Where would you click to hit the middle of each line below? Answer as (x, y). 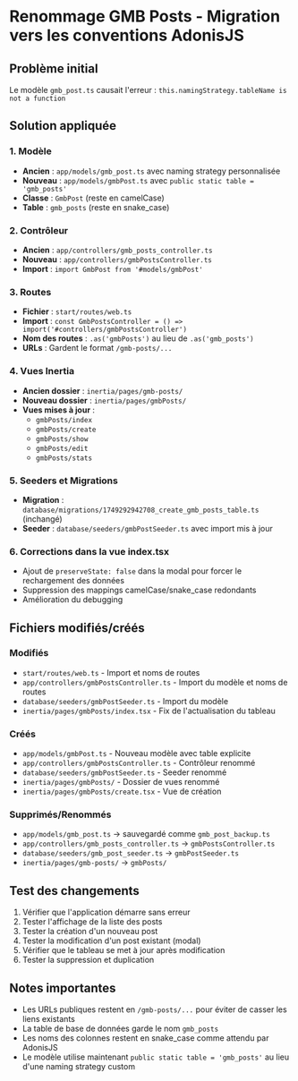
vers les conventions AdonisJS (127, 35)
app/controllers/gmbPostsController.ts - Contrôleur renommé (139, 763)
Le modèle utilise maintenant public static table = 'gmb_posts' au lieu (156, 1057)
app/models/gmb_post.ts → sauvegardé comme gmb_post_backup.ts (146, 834)
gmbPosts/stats (64, 458)
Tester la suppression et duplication (88, 960)
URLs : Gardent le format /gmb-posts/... (97, 348)
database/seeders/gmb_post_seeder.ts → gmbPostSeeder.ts (131, 853)
